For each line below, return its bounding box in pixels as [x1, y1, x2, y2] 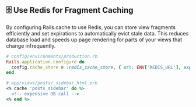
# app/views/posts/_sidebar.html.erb [6, 80, 98, 86]
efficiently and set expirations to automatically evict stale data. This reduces [6, 30, 189, 37]
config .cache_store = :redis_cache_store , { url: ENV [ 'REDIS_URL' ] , [11, 64, 181, 70]
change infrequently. [6, 42, 56, 49]
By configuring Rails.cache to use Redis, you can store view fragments [6, 23, 176, 31]
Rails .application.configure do [6, 59, 85, 65]
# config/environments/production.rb [6, 53, 98, 59]
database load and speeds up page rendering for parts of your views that [6, 36, 183, 43]
